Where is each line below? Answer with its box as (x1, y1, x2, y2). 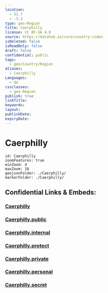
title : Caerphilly (5, 25, 42, 30)
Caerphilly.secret (5, 282, 47, 289)
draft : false (5, 48, 32, 53)
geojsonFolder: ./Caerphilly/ (5, 171, 67, 176)
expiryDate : (5, 116, 29, 121)
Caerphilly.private (5, 255, 49, 262)
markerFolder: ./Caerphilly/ (5, 175, 64, 180)
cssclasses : (5, 84, 29, 90)
